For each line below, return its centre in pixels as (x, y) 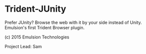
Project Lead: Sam (23, 46)
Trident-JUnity (36, 9)
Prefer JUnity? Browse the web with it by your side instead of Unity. (73, 22)
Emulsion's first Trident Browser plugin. (45, 27)
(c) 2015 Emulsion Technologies (37, 37)
